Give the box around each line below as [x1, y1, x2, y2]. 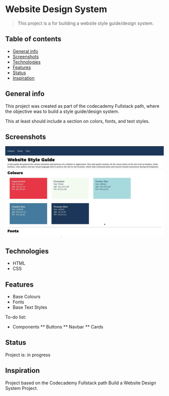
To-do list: [5, 314, 27, 320]
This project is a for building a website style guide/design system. [17, 20, 154, 26]
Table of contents [5, 35, 61, 43]
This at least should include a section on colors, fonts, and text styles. [5, 118, 150, 124]
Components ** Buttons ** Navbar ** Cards [12, 323, 104, 329]
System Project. [5, 385, 38, 391]
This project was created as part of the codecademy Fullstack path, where [5, 103, 159, 109]
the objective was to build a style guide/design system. [5, 108, 120, 114]
